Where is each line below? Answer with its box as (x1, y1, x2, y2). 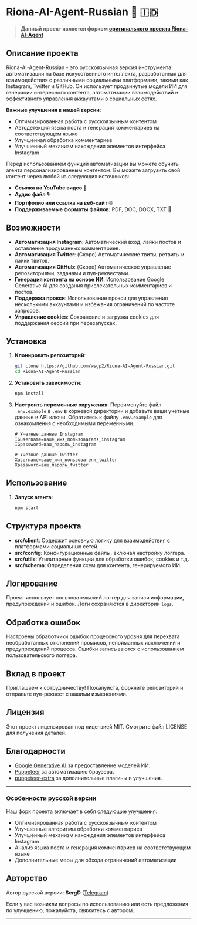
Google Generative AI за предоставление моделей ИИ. (14, 762, 151, 769)
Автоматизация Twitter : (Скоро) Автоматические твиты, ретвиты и (14, 250, 185, 257)
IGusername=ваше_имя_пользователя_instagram (14, 436, 125, 442)
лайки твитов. (14, 257, 50, 264)
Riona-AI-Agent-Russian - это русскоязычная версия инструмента (6, 64, 172, 71)
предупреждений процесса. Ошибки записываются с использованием (6, 645, 184, 653)
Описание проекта (6, 48, 79, 58)
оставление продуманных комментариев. (14, 245, 120, 252)
